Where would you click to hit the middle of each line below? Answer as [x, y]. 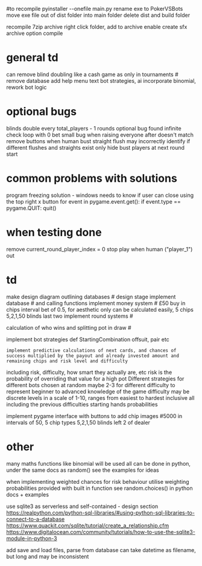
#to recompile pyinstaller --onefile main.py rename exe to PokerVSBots [95, 9]
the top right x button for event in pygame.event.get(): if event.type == [93, 201]
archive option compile [35, 33]
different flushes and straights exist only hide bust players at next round [96, 147]
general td [32, 58]
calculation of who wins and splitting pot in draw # [69, 327]
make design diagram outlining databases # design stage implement [91, 297]
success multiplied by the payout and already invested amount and [93, 356]
